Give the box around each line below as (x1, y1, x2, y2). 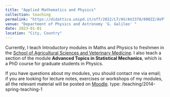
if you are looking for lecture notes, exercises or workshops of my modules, (5, 76, 163, 81)
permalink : (5, 17, 28, 22)
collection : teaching (5, 12, 51, 17)
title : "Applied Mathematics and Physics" (5, 7, 96, 13)
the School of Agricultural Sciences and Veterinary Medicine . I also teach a (5, 50, 161, 56)
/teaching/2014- (121, 81, 156, 87)
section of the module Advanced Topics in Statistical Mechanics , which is (5, 55, 162, 61)
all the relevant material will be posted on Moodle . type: (5, 81, 121, 87)
